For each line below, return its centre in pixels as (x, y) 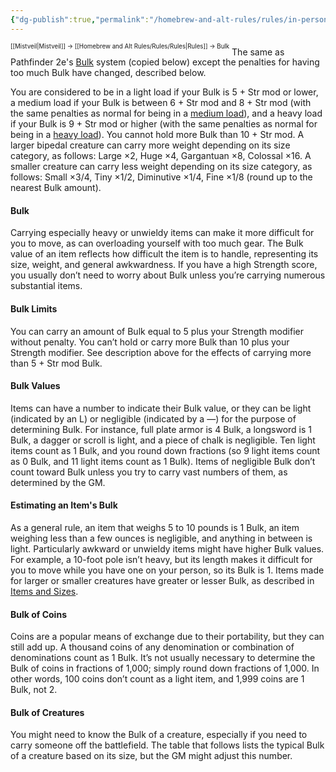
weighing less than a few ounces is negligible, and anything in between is (161, 538)
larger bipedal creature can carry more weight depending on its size (150, 145)
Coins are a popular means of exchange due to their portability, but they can (167, 637)
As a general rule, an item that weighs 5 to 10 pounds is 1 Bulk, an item (155, 527)
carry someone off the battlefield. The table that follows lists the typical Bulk (167, 745)
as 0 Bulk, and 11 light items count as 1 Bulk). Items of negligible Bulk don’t (163, 461)
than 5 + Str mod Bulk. (56, 363)
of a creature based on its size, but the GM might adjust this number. (151, 756)
